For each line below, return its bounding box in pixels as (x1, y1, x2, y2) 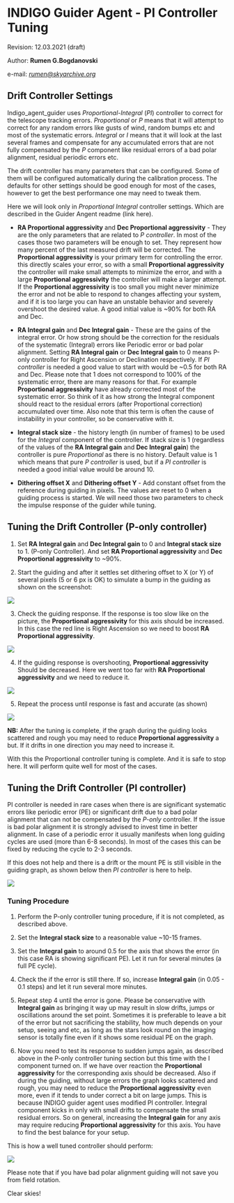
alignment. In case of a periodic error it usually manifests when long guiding (7, 830, 225, 838)
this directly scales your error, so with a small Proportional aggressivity (17, 260, 224, 268)
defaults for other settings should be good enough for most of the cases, (7, 181, 217, 190)
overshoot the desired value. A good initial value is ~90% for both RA (17, 305, 216, 313)
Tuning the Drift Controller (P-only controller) (7, 521, 208, 533)
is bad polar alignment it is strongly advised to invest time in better (7, 823, 198, 831)
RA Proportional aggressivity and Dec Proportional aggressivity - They (17, 223, 226, 232)
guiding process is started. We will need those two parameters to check (17, 493, 224, 501)
